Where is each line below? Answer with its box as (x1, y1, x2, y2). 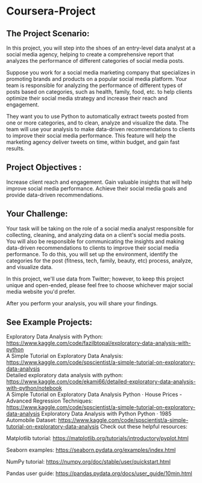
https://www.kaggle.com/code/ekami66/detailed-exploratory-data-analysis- (6, 378, 196, 385)
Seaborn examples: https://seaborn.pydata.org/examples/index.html (6, 446, 176, 454)
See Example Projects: (6, 317, 92, 328)
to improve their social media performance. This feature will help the (6, 132, 176, 139)
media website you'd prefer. (6, 288, 76, 295)
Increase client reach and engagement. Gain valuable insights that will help (6, 178, 192, 186)
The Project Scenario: (6, 28, 90, 39)
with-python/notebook (6, 384, 62, 392)
